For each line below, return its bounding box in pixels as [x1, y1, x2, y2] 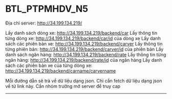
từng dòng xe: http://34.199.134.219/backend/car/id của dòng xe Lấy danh [5, 35, 161, 41]
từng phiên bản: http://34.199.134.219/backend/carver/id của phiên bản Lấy [5, 46, 164, 52]
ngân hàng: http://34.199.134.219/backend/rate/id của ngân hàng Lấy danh [5, 57, 162, 63]
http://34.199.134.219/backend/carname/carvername [5, 67, 116, 74]
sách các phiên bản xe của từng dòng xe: [5, 62, 93, 68]
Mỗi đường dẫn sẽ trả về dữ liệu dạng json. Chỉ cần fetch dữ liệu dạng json [5, 78, 162, 84]
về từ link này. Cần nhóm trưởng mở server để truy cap [5, 83, 121, 89]
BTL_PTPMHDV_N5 [5, 3, 89, 15]
